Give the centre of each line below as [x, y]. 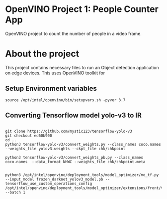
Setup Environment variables [51, 89]
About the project [42, 54]
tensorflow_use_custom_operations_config [49, 184]
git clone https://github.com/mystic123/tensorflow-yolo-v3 [69, 131]
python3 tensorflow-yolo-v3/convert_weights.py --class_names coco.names [83, 144]
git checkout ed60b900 [29, 136]
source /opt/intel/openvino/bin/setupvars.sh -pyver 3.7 [65, 100]
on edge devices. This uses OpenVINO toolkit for [55, 73]
